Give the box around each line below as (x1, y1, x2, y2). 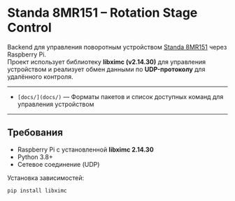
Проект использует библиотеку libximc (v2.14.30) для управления (7, 57, 206, 66)
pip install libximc (7, 187, 68, 194)
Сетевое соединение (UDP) (17, 160, 100, 168)
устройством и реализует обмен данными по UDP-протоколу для (7, 65, 206, 73)
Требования (7, 127, 63, 139)
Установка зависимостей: (7, 173, 85, 182)
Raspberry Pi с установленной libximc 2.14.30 (17, 145, 154, 154)
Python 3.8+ (17, 152, 54, 161)
